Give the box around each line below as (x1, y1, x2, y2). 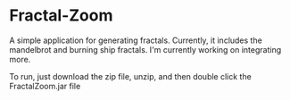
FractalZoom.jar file (9, 80, 81, 91)
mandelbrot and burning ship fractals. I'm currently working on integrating (9, 44, 282, 54)
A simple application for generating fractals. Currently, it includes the (9, 35, 263, 46)
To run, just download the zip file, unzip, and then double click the (9, 71, 252, 81)
